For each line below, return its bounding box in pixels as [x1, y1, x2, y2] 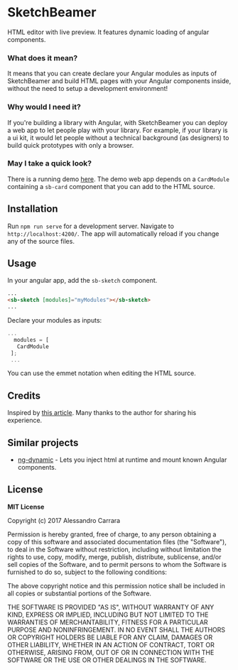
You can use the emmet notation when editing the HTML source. [7, 369, 197, 377]
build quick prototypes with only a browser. [7, 141, 134, 149]
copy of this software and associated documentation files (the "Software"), [7, 537, 227, 546]
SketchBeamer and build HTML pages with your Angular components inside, [7, 77, 232, 85]
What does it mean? [7, 53, 78, 63]
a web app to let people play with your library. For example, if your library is [7, 126, 228, 134]
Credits [7, 389, 41, 401]
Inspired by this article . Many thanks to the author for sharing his [7, 409, 197, 417]
